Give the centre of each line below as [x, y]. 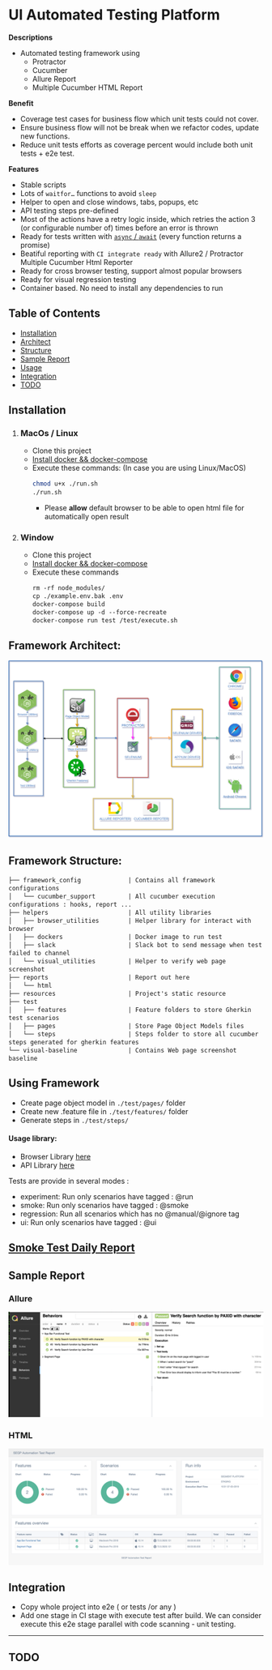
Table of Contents [55, 314]
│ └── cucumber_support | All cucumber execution [112, 897]
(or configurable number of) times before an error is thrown [119, 228]
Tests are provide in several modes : [69, 1181]
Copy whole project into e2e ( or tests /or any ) [98, 1607]
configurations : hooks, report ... [70, 905]
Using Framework [54, 1083]
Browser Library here [55, 1157]
